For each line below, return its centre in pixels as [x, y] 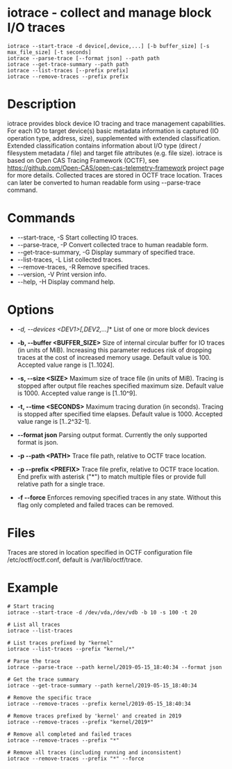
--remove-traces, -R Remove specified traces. [84, 267]
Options [31, 310]
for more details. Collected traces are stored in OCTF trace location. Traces [115, 175]
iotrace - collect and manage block [109, 13]
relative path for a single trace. [61, 484]
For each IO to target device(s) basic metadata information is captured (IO [113, 131]
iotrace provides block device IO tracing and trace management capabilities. [116, 123]
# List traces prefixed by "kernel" [60, 643]
